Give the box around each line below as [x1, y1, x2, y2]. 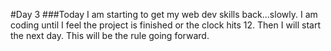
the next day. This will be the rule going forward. [10, 30, 210, 41]
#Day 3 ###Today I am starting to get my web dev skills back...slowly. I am [10, 9, 318, 20]
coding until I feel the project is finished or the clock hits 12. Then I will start [10, 19, 321, 31]
